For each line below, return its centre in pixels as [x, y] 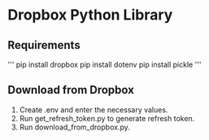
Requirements [44, 45]
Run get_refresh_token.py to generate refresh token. [107, 118]
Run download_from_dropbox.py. [75, 127]
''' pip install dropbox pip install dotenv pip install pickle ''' [104, 64]
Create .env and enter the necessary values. [94, 109]
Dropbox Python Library [90, 15]
